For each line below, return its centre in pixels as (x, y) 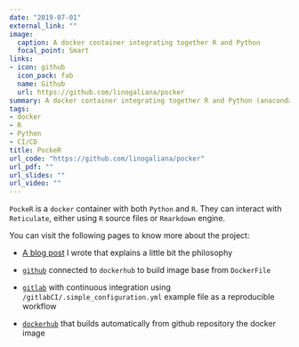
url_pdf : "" (31, 167)
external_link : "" (43, 26)
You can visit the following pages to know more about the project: (129, 235)
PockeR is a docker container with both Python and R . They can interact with (145, 209)
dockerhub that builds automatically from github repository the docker (149, 324)
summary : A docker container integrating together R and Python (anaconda (151, 100)
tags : (19, 109)
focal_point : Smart (53, 51)
